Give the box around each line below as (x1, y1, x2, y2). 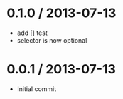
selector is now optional (16, 36, 87, 44)
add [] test (16, 28, 48, 37)
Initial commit (16, 84, 57, 93)
